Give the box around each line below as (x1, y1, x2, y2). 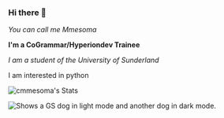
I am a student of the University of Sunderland (8, 55, 159, 65)
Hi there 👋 (8, 7, 47, 18)
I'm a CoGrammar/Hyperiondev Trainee (8, 40, 140, 50)
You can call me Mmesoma (8, 25, 97, 35)
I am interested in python (8, 71, 89, 80)
